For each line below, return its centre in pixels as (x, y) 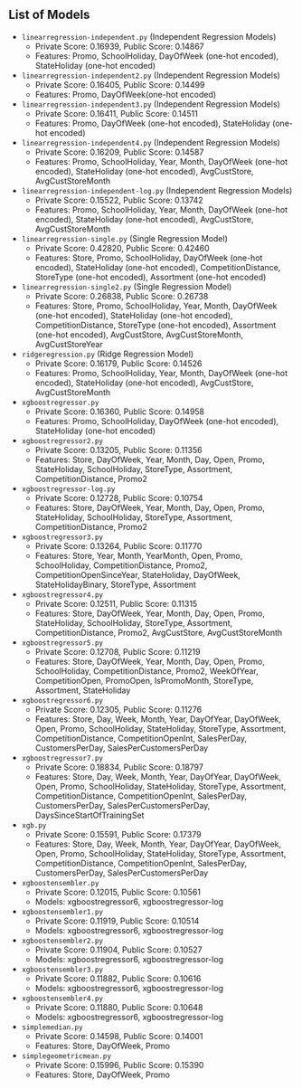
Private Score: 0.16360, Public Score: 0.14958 (120, 412)
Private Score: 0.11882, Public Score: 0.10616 (118, 978)
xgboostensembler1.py (62, 912)
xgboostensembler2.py (62, 941)
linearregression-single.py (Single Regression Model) (124, 238)
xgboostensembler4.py (62, 999)
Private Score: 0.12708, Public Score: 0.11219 (118, 651)
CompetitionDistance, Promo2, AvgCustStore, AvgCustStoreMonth (159, 632)
